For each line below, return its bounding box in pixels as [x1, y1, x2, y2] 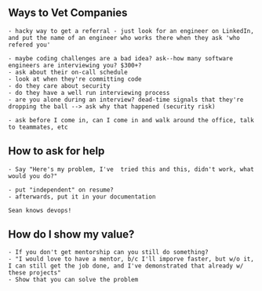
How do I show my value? [8, 227, 135, 242]
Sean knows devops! [8, 206, 72, 214]
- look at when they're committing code [8, 75, 143, 83]
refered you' [8, 41, 51, 49]
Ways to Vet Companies [8, 6, 128, 20]
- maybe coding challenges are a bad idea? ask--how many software [8, 54, 234, 62]
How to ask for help [8, 144, 105, 158]
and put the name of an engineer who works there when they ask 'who [8, 34, 241, 42]
